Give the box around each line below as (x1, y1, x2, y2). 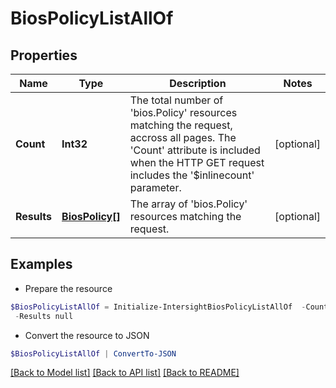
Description (169, 77, 227, 90)
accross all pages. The (129, 131, 237, 144)
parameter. (129, 181, 182, 194)
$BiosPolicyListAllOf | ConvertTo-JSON (10, 348, 177, 359)
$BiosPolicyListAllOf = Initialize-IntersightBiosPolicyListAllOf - (10, 302, 307, 312)
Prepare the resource (24, 282, 113, 294)
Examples (10, 256, 73, 273)
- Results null (14, 311, 74, 321)
